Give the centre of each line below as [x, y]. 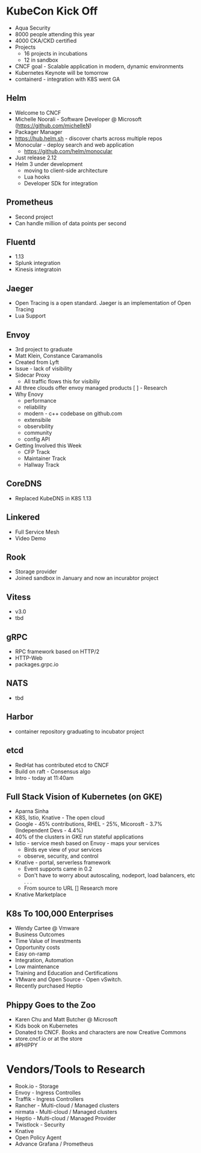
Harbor [20, 717]
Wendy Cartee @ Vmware [47, 928]
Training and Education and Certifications [66, 973]
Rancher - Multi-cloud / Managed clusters [67, 1105]
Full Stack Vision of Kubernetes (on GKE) [84, 797]
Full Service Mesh [37, 532]
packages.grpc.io [37, 665]
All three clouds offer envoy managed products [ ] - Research [91, 388]
